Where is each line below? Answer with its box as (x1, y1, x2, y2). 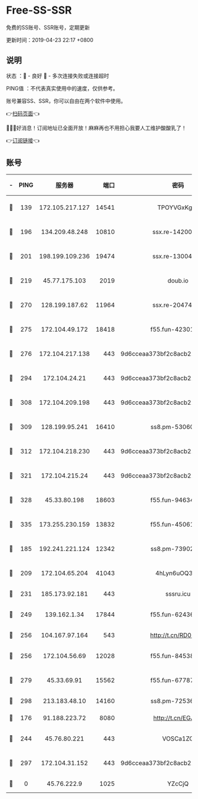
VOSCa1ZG (161, 734, 194, 742)
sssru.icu (165, 589, 191, 597)
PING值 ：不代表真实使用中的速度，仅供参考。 (6, 85, 118, 92)
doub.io (167, 276, 189, 284)
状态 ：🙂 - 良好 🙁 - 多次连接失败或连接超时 (6, 72, 109, 79)
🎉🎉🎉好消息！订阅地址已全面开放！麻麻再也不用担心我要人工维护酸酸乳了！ (6, 124, 187, 131)
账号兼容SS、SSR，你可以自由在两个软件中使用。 (6, 97, 126, 104)
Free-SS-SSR (6, 4, 72, 17)
